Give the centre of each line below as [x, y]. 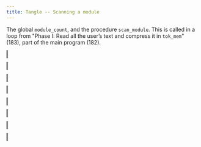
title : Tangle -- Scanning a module [53, 12]
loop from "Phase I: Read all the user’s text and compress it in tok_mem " [95, 36]
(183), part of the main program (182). [54, 42]
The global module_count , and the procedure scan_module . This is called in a [101, 29]
